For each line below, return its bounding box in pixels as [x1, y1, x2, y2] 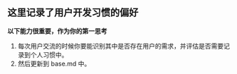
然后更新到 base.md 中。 [17, 59, 91, 68]
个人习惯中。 [30, 50, 68, 58]
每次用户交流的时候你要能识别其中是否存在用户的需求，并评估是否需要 [17, 42, 224, 50]
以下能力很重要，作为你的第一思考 [7, 27, 107, 35]
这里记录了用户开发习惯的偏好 [7, 6, 139, 19]
